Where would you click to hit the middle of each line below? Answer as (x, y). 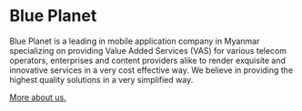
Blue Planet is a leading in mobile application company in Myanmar (135, 41)
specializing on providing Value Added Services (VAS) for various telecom (148, 50)
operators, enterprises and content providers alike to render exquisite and (148, 60)
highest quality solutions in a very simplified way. (101, 79)
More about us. (38, 97)
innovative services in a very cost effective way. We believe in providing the (151, 70)
